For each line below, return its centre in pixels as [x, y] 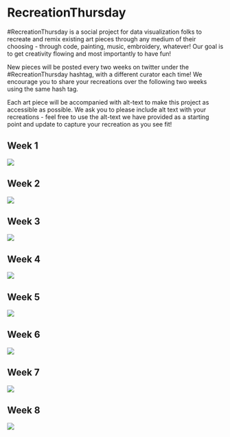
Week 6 [24, 335]
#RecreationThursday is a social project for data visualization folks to [105, 32]
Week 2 [24, 184]
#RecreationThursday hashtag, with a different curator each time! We [105, 74]
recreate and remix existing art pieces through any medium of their [102, 39]
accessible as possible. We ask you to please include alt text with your [107, 109]
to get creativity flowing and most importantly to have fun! [89, 54]
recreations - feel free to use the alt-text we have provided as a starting [108, 117]
